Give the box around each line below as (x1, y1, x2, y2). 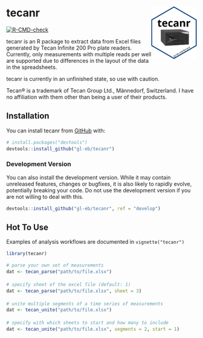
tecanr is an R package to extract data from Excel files (6, 37, 141, 45)
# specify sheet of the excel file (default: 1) (6, 281, 131, 287)
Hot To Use (6, 223, 49, 233)
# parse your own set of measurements (6, 262, 104, 268)
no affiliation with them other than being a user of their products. (6, 93, 167, 100)
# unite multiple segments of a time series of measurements (6, 301, 164, 307)
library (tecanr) (6, 251, 47, 257)
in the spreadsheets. (6, 63, 57, 71)
